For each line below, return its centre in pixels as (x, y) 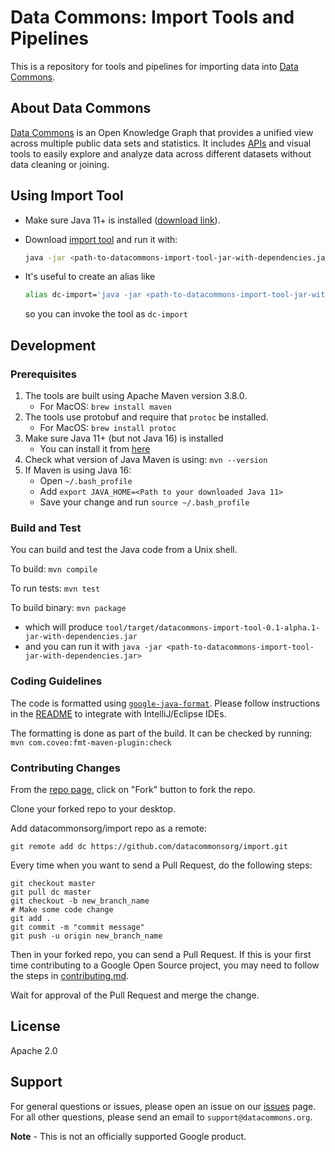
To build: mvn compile (54, 569)
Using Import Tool (67, 196)
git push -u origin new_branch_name (86, 936)
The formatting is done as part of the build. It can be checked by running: (161, 733)
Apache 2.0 (34, 1050)
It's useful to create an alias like (90, 277)
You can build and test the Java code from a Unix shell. (124, 550)
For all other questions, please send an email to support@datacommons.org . (161, 1117)
